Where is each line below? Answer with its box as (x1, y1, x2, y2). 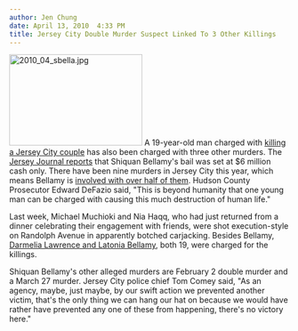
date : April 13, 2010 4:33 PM (9, 21, 125, 30)
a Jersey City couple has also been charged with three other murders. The (9, 147, 283, 157)
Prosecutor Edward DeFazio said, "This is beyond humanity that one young (9, 184, 285, 196)
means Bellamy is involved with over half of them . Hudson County (9, 175, 251, 186)
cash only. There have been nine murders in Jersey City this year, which (9, 165, 274, 176)
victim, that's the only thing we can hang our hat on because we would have (9, 295, 289, 305)
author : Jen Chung (9, 12, 77, 22)
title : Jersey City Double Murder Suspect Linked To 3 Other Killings (9, 29, 277, 38)
